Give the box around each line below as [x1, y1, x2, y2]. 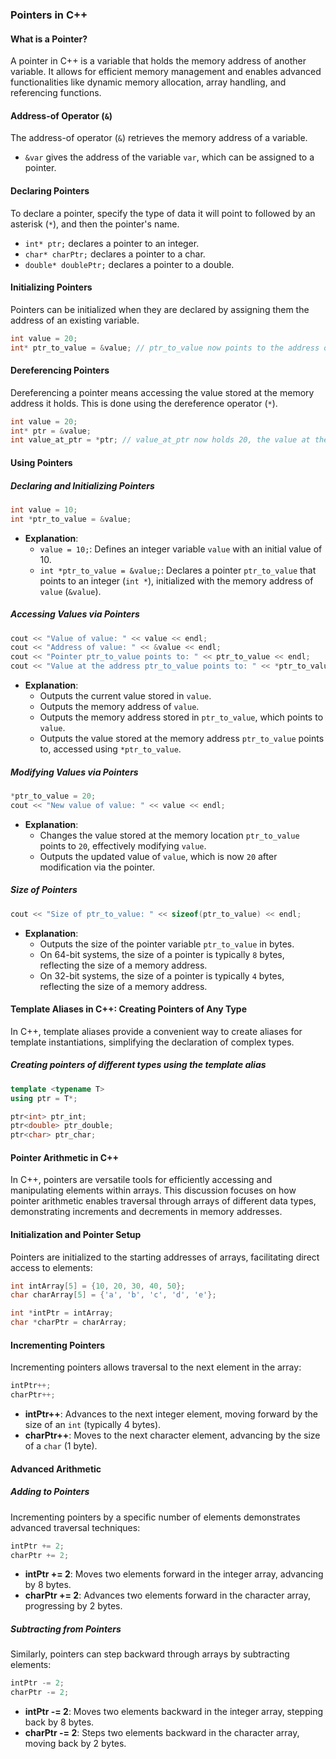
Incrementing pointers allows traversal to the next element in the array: [10, 1361, 302, 1373]
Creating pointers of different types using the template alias [10, 1059, 267, 1071]
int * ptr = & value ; [10, 426, 92, 436]
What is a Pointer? [10, 33, 88, 45]
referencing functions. [10, 87, 102, 99]
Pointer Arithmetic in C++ [10, 1151, 120, 1163]
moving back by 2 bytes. [24, 1738, 127, 1750]
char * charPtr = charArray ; [10, 1318, 128, 1328]
